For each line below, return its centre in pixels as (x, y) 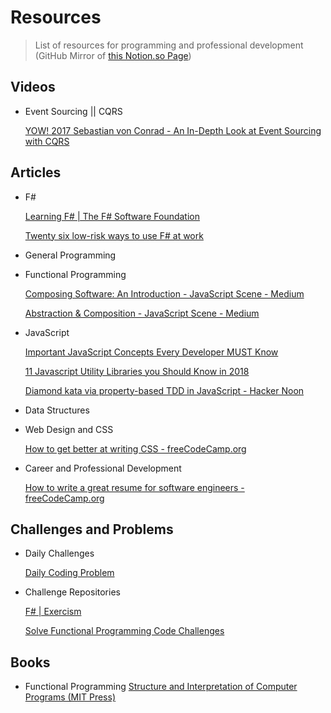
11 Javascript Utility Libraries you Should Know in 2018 (137, 371)
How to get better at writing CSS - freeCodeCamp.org (135, 448)
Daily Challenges (59, 553)
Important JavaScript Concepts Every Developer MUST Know (151, 352)
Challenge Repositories (72, 592)
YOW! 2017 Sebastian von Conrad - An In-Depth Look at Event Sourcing (173, 130)
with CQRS (47, 141)
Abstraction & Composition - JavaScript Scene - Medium (142, 313)
